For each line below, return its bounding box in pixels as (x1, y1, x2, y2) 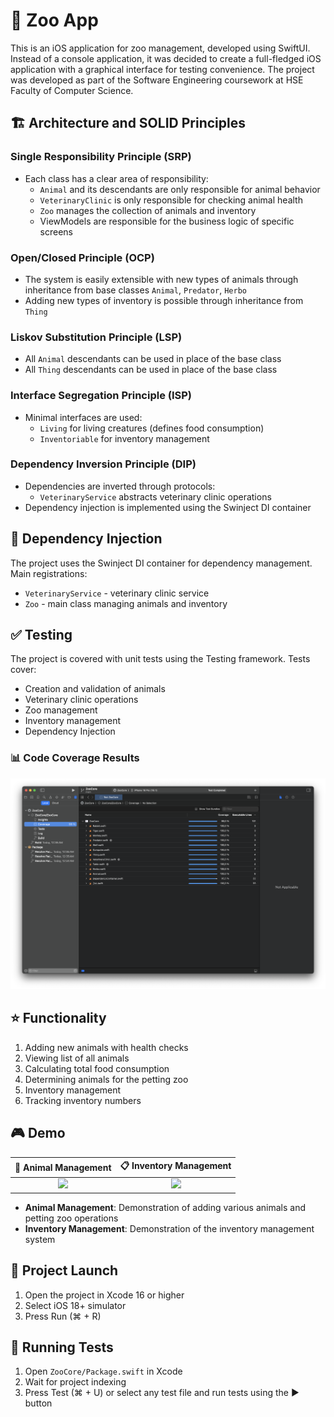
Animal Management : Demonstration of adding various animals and (24, 1201, 307, 1213)
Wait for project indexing (24, 1376, 127, 1388)
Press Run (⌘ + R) (24, 1310, 102, 1322)
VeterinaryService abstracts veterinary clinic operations (39, 490, 272, 503)
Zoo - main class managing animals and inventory (24, 597, 228, 609)
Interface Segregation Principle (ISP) (10, 389, 193, 403)
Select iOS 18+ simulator (24, 1299, 127, 1311)
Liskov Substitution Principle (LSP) (10, 330, 183, 344)
